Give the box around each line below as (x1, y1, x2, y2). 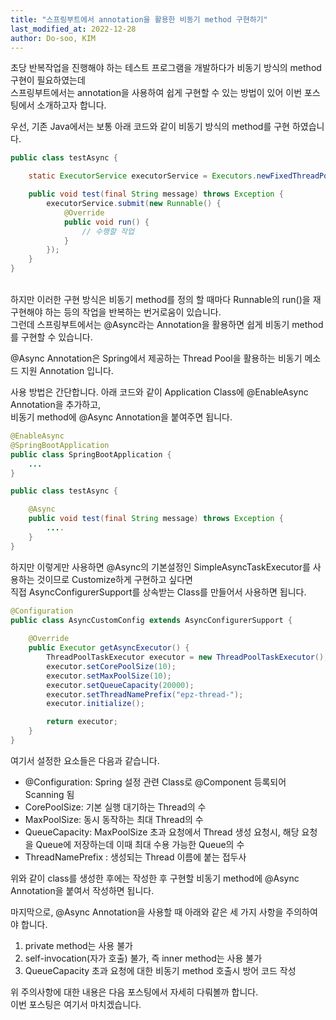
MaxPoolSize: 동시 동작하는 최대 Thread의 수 (24, 813, 204, 825)
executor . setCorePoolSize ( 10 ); (46, 661, 177, 671)
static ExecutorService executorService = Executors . (28, 171, 257, 181)
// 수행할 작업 (81, 226, 135, 236)
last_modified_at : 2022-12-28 (10, 24, 137, 34)
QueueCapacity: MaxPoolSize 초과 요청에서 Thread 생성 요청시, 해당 (24, 826, 300, 838)
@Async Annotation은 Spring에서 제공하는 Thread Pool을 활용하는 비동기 (10, 352, 303, 364)
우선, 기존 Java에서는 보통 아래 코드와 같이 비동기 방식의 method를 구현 (10, 121, 290, 133)
